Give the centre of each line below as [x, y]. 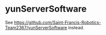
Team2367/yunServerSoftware [36, 27]
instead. [76, 27]
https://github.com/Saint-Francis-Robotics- [57, 22]
